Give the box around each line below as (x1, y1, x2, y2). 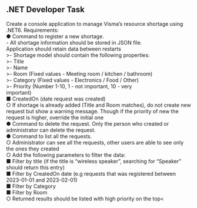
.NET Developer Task (6, 5, 85, 15)
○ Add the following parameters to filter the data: (6, 151, 126, 158)
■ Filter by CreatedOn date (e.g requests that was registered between (6, 170, 176, 177)
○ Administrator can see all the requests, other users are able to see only (6, 139, 184, 146)
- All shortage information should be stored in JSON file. (6, 39, 142, 46)
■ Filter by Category (6, 182, 56, 190)
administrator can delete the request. (6, 126, 96, 133)
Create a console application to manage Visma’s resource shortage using (6, 20, 183, 27)
